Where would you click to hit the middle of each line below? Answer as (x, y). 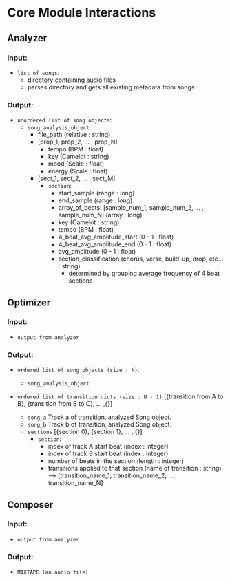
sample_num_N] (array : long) (100, 215)
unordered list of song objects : (64, 120)
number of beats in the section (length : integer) (116, 461)
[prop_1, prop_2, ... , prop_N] (78, 142)
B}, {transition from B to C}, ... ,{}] (65, 404)
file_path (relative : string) (74, 135)
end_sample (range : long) (95, 200)
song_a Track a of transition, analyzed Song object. (99, 417)
